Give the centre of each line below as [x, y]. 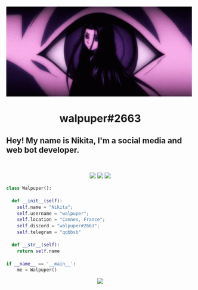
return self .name [38, 251]
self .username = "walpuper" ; [53, 213]
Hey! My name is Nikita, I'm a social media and [94, 141]
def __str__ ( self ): [36, 245]
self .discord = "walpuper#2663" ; [58, 226]
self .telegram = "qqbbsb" [49, 232]
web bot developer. [43, 150]
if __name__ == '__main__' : [41, 264]
